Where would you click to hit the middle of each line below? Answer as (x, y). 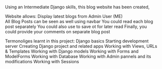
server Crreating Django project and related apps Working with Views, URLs (81, 46)
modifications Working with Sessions (42, 62)
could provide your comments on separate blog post (58, 32)
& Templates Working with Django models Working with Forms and (72, 51)
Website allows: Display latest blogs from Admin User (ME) (64, 16)
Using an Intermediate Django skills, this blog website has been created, (77, 7)
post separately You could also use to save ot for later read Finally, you (76, 27)
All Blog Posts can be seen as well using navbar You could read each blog (79, 21)
